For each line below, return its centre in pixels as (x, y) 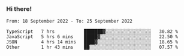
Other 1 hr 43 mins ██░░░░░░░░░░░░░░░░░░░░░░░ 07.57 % (92, 47)
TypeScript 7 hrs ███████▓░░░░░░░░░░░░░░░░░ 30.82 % (92, 32)
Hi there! (19, 9)
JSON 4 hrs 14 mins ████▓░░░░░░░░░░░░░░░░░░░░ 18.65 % (92, 42)
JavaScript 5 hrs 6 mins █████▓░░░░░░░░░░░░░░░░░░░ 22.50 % (92, 37)
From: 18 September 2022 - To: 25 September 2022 (70, 21)
